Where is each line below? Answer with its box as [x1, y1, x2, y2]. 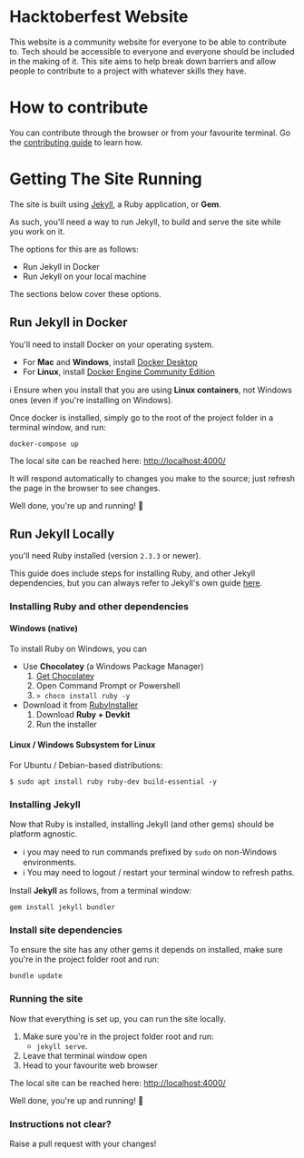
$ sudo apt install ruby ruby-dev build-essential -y [9, 777, 218, 787]
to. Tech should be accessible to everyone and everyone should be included [9, 45, 295, 56]
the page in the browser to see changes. [9, 482, 161, 493]
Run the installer [35, 718, 97, 729]
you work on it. [9, 225, 65, 237]
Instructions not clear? [9, 1117, 112, 1130]
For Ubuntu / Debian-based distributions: [9, 759, 163, 770]
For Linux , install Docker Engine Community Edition [22, 366, 215, 377]
